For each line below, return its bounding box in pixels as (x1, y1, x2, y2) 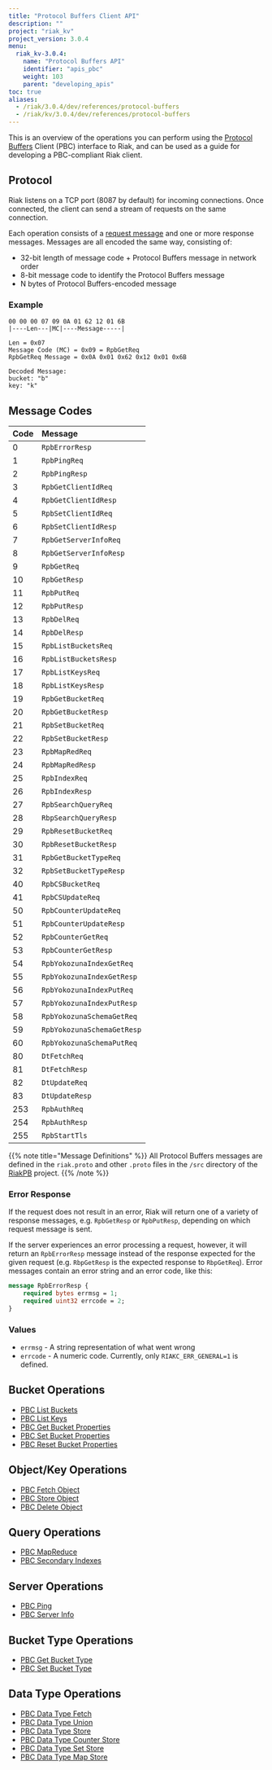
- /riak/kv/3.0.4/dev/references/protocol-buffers (15, 111, 191, 119)
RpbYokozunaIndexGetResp (41, 972, 138, 982)
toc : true (8, 87, 42, 96)
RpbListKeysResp (41, 681, 105, 690)
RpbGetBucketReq (41, 694, 105, 703)
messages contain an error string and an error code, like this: (8, 1266, 213, 1276)
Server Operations (8, 1579, 104, 1593)
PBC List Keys (19, 1413, 67, 1423)
